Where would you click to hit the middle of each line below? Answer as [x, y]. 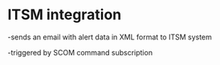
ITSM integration [65, 15]
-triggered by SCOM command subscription [80, 52]
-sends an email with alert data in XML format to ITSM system [110, 37]
